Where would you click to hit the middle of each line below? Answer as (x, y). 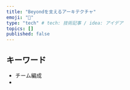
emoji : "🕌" (20, 17)
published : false (28, 34)
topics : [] (20, 28)
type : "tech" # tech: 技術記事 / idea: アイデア (65, 23)
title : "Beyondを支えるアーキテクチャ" (51, 12)
